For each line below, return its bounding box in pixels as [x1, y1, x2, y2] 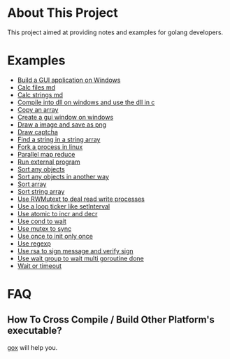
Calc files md [17, 83, 56, 92]
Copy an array [17, 105, 59, 113]
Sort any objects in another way [17, 172, 110, 181]
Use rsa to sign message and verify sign [17, 246, 134, 255]
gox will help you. [7, 343, 58, 351]
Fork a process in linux [17, 142, 83, 151]
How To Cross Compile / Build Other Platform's [7, 314, 215, 326]
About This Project [7, 5, 119, 21]
